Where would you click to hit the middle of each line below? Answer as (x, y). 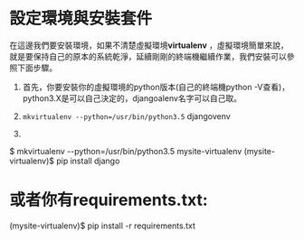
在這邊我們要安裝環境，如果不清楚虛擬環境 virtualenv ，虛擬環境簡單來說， (149, 45)
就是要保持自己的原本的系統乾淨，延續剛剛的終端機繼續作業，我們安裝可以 (148, 56)
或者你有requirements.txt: (109, 200)
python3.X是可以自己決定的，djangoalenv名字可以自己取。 (132, 98)
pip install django (88, 161)
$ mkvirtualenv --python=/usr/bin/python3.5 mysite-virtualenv (126, 151)
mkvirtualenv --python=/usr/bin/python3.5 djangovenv (126, 116)
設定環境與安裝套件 (81, 18)
